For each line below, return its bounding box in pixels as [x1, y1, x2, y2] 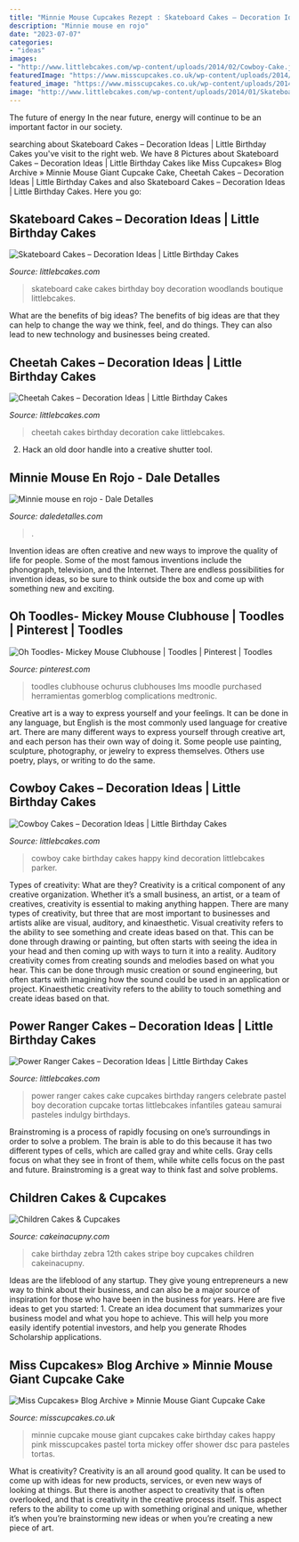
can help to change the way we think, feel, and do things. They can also [9, 319, 273, 330]
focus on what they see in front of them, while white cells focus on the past [9, 1155, 285, 1166]
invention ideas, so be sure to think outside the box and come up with [9, 573, 264, 584]
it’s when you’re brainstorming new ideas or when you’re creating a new [9, 1514, 273, 1523]
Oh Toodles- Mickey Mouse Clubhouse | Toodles [9, 609, 285, 624]
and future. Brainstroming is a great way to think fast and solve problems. [9, 1165, 279, 1175]
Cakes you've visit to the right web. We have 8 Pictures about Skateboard [9, 148, 279, 158]
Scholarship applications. [9, 1332, 102, 1343]
